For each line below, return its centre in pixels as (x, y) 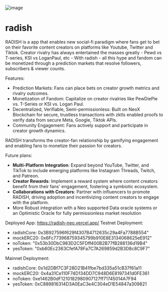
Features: (15, 78)
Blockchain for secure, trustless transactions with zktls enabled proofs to (88, 114)
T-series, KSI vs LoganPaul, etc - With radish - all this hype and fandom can (83, 58)
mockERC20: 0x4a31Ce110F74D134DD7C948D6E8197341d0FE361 (81, 273)
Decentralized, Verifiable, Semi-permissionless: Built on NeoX (76, 109)
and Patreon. (26, 176)
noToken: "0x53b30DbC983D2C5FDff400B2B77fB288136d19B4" (80, 243)
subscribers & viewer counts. (35, 68)
